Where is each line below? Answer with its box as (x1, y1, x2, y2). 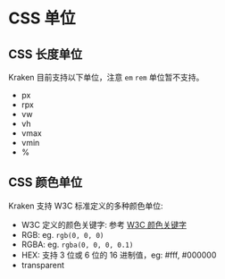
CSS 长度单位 (8, 46, 83, 62)
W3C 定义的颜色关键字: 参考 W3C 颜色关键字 (21, 219, 187, 230)
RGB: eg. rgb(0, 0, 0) (21, 229, 104, 240)
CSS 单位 (8, 8, 77, 29)
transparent (21, 259, 64, 270)
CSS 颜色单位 (8, 175, 83, 190)
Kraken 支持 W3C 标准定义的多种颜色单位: (8, 200, 163, 211)
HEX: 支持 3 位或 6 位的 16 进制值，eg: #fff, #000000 (21, 249, 217, 260)
